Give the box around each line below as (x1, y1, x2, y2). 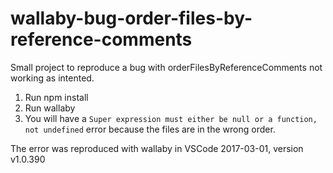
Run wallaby (24, 102, 76, 114)
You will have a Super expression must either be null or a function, (24, 112, 318, 124)
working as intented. (10, 72, 95, 84)
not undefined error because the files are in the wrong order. (24, 123, 276, 135)
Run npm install (24, 91, 89, 103)
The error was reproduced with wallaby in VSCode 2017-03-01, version (10, 142, 304, 154)
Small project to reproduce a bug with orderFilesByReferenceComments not (10, 61, 323, 73)
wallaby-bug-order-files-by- (10, 7, 253, 30)
